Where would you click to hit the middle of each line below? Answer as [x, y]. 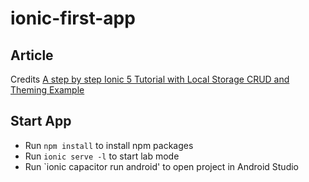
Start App [41, 121]
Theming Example [47, 90]
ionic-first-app [73, 18]
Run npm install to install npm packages [109, 145]
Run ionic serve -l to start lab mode [102, 156]
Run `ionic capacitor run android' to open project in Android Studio [162, 166]
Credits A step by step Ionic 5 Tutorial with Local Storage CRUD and [150, 79]
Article [32, 55]
